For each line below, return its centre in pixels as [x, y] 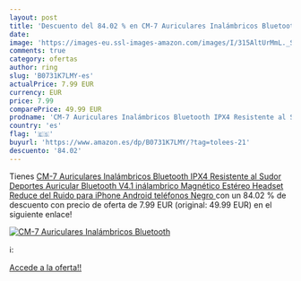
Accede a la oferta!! [46, 267]
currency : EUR [36, 92]
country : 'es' [36, 126]
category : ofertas [43, 59]
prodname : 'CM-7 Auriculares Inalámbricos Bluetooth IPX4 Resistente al [148, 117]
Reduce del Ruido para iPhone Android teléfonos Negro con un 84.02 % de [148, 195]
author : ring [34, 68]
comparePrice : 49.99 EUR [56, 109]
